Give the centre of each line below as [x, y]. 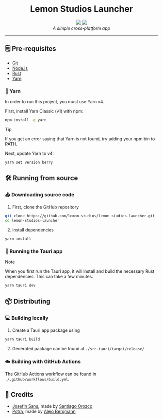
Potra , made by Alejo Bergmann [44, 411]
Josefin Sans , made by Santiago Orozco [52, 406]
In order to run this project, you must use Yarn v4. [55, 102]
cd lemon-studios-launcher [32, 221]
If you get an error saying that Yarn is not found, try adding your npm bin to [80, 139]
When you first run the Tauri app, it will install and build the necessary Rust [80, 271]
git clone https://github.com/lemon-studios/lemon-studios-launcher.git [80, 216]
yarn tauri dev [20, 286]
